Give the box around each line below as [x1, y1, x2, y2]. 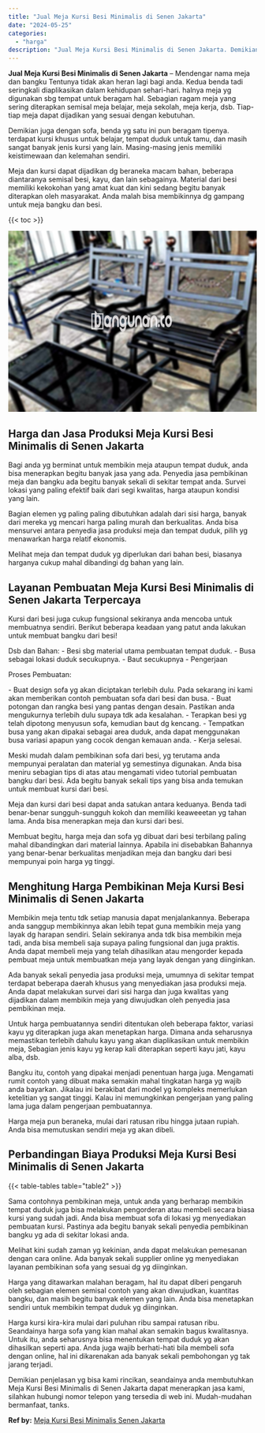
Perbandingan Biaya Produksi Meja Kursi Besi [8, 1148, 237, 1162]
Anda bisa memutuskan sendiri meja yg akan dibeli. [8, 1125, 175, 1135]
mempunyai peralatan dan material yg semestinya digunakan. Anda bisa [8, 759, 242, 769]
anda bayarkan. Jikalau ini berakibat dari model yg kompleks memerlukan [8, 1085, 248, 1094]
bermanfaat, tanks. [8, 1400, 69, 1409]
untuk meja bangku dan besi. [8, 200, 103, 209]
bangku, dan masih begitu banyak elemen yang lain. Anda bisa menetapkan [8, 1294, 254, 1304]
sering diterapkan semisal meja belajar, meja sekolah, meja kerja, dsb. [8, 103, 235, 112]
